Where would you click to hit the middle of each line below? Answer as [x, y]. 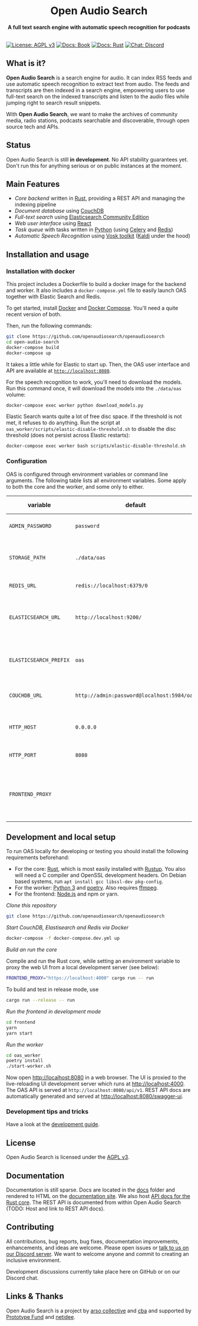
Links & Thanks [35, 1296]
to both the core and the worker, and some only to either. [75, 486]
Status [19, 145]
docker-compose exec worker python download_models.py [75, 405]
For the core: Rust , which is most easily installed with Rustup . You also [100, 869]
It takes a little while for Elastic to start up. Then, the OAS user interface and [98, 364]
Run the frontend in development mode [54, 1011]
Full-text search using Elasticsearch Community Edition [82, 217]
